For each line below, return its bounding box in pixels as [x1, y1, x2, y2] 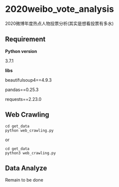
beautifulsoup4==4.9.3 [5, 77, 52, 83]
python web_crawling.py [5, 128, 54, 133]
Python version [5, 48, 37, 54]
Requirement [5, 35, 46, 44]
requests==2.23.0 [5, 96, 42, 102]
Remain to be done [5, 177, 43, 183]
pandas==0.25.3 [5, 87, 39, 93]
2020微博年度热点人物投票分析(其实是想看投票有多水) [5, 20, 114, 26]
